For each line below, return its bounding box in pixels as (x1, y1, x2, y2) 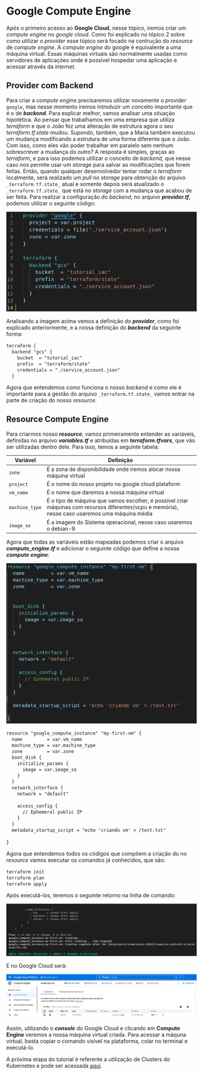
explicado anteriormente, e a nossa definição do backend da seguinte (6, 324, 181, 331)
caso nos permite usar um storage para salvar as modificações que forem (6, 161, 190, 168)
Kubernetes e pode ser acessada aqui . (6, 1062, 103, 1070)
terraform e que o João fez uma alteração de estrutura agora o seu (6, 122, 173, 130)
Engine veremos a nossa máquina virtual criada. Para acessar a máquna (6, 1031, 186, 1039)
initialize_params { (17, 760, 69, 767)
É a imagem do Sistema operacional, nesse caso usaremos (46, 518, 193, 525)
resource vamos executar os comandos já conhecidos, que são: (6, 856, 166, 864)
